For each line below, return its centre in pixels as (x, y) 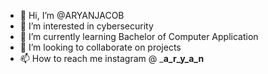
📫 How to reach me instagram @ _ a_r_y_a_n (112, 58)
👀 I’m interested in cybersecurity (86, 26)
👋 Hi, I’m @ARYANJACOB (72, 15)
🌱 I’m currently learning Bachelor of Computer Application (139, 36)
